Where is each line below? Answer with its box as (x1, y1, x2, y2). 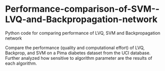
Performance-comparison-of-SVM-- (5, 3, 160, 15)
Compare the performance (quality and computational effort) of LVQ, (5, 45, 145, 50)
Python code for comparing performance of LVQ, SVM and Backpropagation (5, 30, 161, 36)
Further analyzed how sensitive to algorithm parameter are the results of (5, 55, 152, 61)
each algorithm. (5, 60, 37, 66)
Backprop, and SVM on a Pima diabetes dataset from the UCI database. (5, 50, 151, 56)
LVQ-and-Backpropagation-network (5, 14, 158, 25)
